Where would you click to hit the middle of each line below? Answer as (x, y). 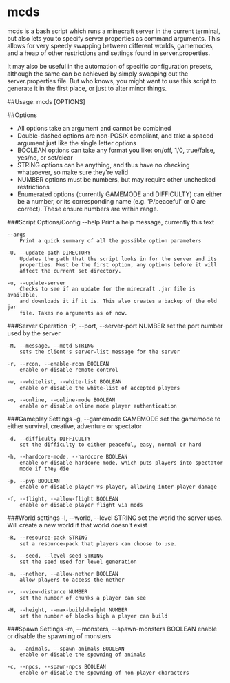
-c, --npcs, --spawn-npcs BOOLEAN (57, 666)
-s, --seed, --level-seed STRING (55, 556)
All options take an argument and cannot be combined (94, 128)
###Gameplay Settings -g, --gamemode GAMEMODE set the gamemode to (114, 419)
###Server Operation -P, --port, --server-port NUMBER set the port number (115, 326)
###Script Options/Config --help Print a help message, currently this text (111, 222)
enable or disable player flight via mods (81, 505)
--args (17, 235)
